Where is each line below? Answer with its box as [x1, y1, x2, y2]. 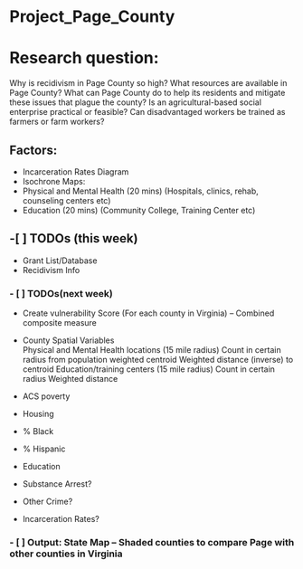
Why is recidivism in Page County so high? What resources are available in [9, 78, 288, 89]
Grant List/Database [22, 255, 98, 266]
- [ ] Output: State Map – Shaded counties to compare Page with [9, 536, 295, 548]
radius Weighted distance [22, 374, 118, 384]
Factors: [9, 142, 58, 157]
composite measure [22, 318, 98, 328]
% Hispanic [22, 443, 66, 454]
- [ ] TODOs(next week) [9, 287, 113, 299]
